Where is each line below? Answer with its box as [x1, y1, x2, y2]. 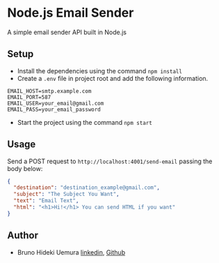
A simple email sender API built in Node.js [7, 28, 127, 36]
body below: [7, 164, 43, 172]
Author [7, 230, 38, 241]
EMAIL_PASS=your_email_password [7, 106, 101, 113]
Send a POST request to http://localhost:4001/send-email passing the [7, 157, 213, 165]
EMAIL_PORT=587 [7, 93, 51, 100]
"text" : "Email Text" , [13, 197, 79, 204]
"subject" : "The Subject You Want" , [13, 190, 120, 198]
